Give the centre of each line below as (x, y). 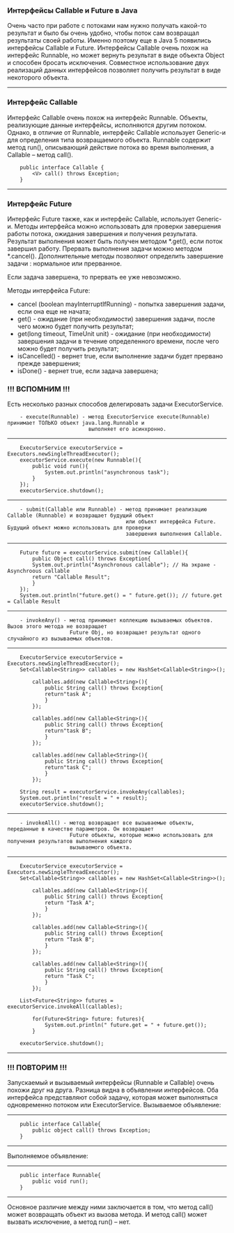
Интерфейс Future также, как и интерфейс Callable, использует (101, 219)
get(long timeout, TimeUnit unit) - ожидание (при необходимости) (114, 333)
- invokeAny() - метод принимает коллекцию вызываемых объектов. (117, 620)
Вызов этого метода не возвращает (57, 627)
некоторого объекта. (38, 78)
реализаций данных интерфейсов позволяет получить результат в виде (114, 70)
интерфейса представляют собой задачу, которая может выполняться (112, 1097)
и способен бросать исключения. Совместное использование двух (108, 63)
